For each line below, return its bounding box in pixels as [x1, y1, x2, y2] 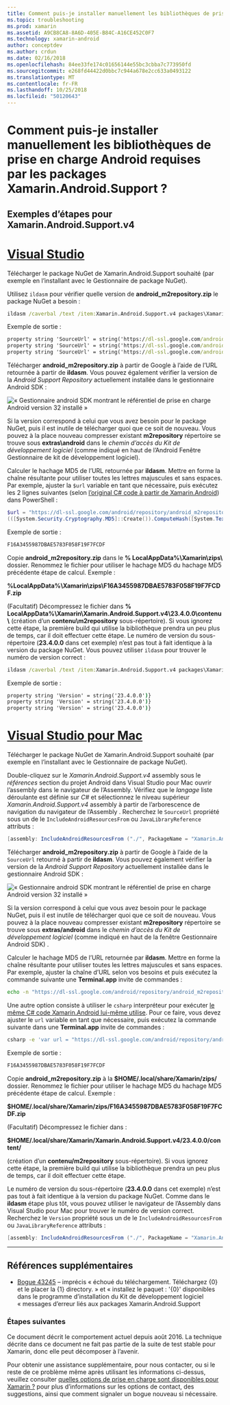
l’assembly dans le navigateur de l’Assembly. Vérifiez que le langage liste [7, 786, 213, 794]
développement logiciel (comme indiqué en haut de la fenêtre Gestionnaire [7, 933, 218, 941]
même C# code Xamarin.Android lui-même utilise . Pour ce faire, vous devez [7, 1008, 221, 1017]
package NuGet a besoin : [7, 297, 81, 305]
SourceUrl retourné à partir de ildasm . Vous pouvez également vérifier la [7, 855, 212, 863]
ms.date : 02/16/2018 [7, 55, 66, 62]
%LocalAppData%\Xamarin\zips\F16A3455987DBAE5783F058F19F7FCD [7, 581, 221, 590]
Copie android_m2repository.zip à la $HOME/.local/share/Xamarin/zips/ [7, 1074, 217, 1082]
